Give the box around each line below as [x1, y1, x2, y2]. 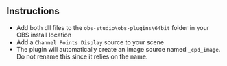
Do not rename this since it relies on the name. [16, 52, 148, 61]
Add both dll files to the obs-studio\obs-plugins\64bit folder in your [16, 23, 210, 31]
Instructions [6, 5, 60, 17]
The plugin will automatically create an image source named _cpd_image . [16, 45, 221, 53]
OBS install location [16, 31, 72, 39]
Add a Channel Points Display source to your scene [16, 37, 165, 46]
